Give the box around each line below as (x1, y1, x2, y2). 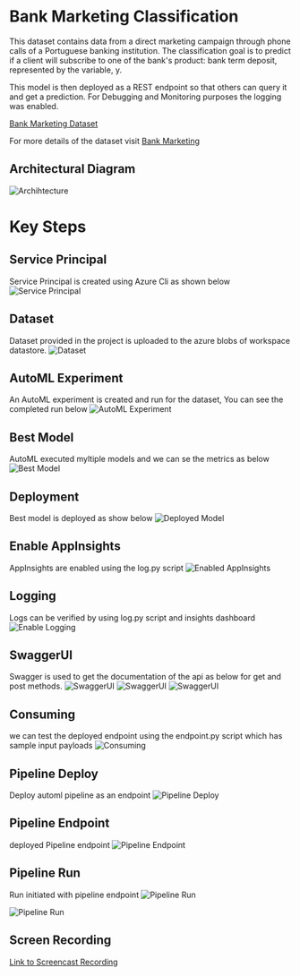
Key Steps (9, 217, 87, 236)
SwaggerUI (9, 647, 73, 664)
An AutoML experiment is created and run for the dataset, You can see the (9, 394, 284, 405)
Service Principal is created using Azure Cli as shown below (9, 276, 231, 287)
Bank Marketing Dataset (9, 118, 99, 129)
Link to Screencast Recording (9, 956, 118, 967)
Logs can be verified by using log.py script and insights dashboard (9, 612, 256, 623)
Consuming (9, 706, 76, 722)
